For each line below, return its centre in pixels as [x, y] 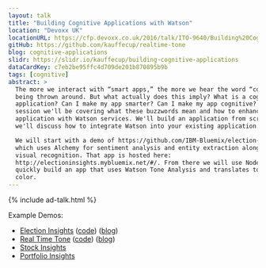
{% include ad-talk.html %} [53, 200]
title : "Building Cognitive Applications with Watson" [101, 23]
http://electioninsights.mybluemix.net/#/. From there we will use [129, 163]
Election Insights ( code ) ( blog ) [69, 230]
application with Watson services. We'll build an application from [131, 119]
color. [26, 178]
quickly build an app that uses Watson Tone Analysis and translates [132, 170]
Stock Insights [43, 247]
